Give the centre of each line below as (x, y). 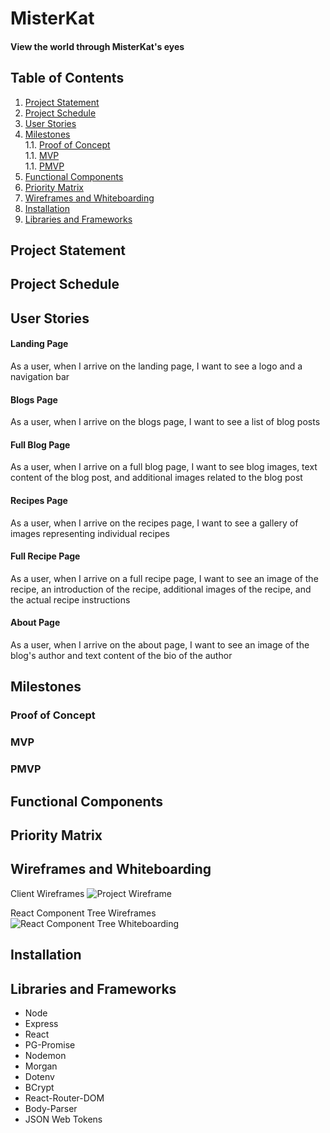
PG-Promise (50, 1044)
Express (41, 1023)
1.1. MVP (42, 155)
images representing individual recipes (90, 533)
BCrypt (39, 1087)
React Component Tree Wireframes (83, 913)
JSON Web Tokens (63, 1119)
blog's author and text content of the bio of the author (121, 655)
